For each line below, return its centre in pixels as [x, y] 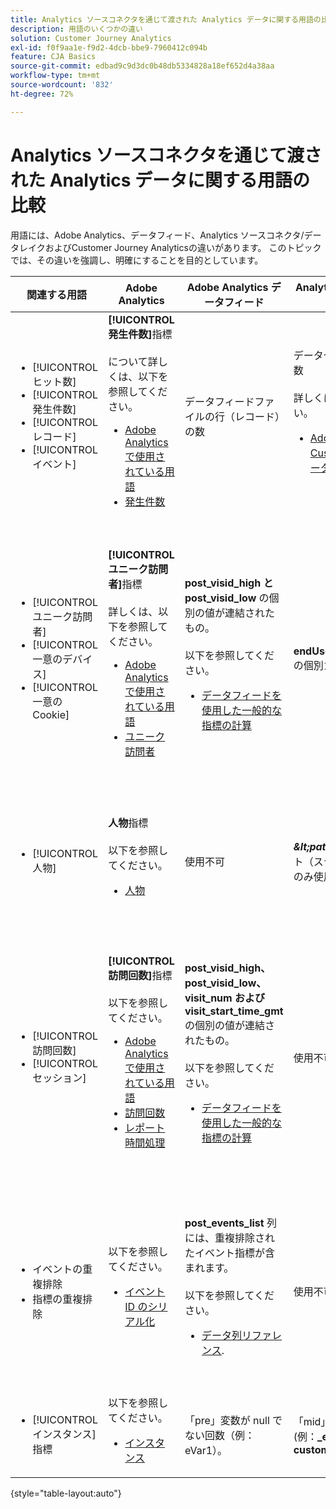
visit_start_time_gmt [234, 1011]
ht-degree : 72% [42, 94]
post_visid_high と [229, 583]
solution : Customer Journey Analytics [91, 38]
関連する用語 [57, 294]
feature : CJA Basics [53, 57]
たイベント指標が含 [229, 1253]
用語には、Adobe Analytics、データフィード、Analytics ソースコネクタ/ [157, 235]
